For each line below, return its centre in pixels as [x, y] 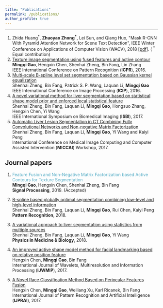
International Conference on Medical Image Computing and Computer [82, 142]
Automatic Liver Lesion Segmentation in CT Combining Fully [72, 121]
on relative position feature [39, 254]
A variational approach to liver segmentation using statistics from [77, 224]
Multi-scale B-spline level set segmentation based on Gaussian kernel [82, 75]
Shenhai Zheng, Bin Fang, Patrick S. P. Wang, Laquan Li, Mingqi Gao [81, 85]
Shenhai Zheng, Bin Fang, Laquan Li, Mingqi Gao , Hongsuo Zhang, [79, 106]
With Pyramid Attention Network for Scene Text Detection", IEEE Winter [83, 43]
